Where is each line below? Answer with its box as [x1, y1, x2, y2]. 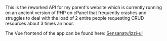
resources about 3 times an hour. [5, 20, 74, 26]
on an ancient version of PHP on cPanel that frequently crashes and [5, 10, 147, 16]
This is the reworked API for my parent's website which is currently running [5, 5, 162, 10]
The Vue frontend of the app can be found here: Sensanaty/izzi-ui [5, 30, 143, 36]
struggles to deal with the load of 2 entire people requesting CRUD [5, 15, 144, 21]
